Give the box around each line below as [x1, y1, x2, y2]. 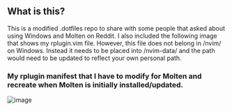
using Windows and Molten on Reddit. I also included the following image [7, 31, 217, 40]
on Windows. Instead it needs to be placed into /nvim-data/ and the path [7, 46, 215, 54]
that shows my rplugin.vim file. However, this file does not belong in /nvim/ [7, 38, 222, 47]
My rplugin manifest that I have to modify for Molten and [7, 71, 202, 81]
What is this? [7, 6, 65, 17]
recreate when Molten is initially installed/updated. [7, 80, 183, 89]
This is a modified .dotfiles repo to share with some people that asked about [7, 24, 225, 32]
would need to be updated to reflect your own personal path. [7, 54, 182, 62]
